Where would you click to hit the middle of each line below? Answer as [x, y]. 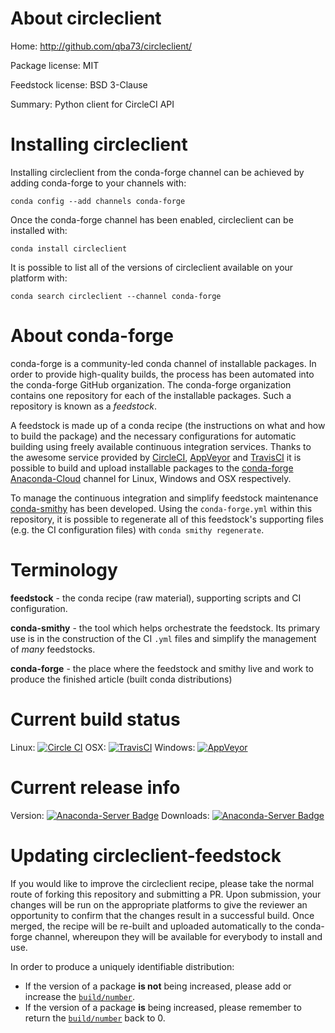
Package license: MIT [55, 65]
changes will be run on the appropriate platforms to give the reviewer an [159, 904]
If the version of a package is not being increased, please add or [158, 986]
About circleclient [86, 18]
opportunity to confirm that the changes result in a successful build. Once [162, 915]
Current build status [95, 719]
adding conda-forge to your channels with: [98, 183]
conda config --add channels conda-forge [98, 201]
